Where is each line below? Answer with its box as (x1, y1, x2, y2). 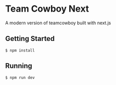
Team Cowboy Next (5, 3, 89, 15)
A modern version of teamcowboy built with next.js (5, 20, 111, 26)
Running (5, 62, 33, 70)
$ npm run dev (5, 75, 35, 80)
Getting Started (5, 34, 55, 43)
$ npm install (5, 48, 35, 53)
